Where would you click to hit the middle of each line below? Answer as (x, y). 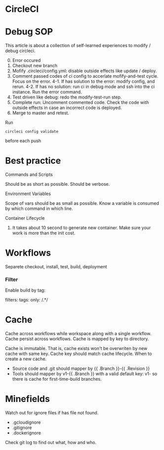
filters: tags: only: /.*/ (27, 300)
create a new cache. (26, 359)
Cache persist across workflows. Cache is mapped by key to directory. (77, 339)
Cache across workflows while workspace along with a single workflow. (78, 334)
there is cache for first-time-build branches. (57, 379)
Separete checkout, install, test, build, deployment (56, 267)
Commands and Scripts (29, 175)
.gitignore (22, 428)
